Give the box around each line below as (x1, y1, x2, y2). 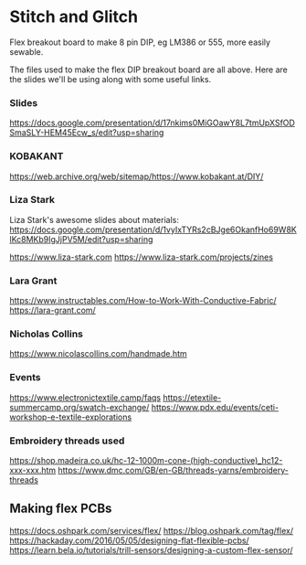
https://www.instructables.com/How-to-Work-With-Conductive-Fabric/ (9, 295, 277, 306)
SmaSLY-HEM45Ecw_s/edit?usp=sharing (9, 127, 164, 138)
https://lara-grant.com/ (9, 304, 96, 316)
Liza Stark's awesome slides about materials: (9, 214, 180, 225)
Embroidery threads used (9, 434, 125, 447)
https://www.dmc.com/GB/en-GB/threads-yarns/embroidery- (58, 464, 290, 476)
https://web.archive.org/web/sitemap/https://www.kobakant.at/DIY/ (9, 171, 264, 182)
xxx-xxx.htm (9, 464, 57, 476)
